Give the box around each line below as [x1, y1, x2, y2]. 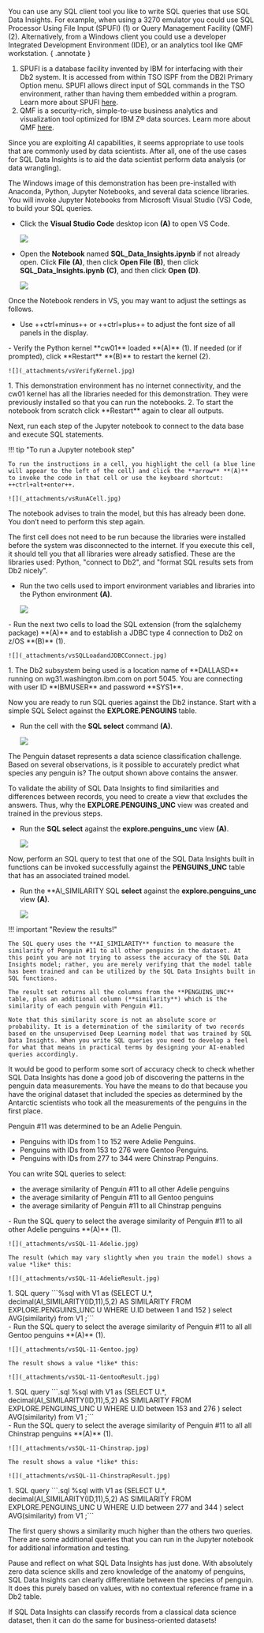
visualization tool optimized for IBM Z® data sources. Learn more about [19, 114, 251, 123]
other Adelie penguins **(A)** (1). [8, 1225, 121, 1234]
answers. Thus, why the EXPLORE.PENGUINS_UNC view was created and [8, 801, 249, 809]
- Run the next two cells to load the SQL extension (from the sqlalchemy [8, 620, 242, 629]
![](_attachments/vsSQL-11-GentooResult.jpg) [8, 1373, 160, 1381]
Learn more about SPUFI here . [19, 98, 118, 107]
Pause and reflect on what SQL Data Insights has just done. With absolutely [8, 1559, 253, 1567]
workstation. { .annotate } [8, 49, 91, 58]
